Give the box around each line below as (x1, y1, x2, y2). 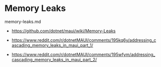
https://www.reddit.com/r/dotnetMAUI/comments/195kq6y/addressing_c (11, 37, 156, 43)
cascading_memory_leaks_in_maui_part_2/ (11, 56, 97, 62)
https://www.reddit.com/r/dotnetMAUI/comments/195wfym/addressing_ (11, 51, 156, 57)
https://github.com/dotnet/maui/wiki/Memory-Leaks (11, 28, 116, 33)
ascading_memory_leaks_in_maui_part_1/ (11, 42, 93, 48)
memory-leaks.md (4, 19, 41, 24)
